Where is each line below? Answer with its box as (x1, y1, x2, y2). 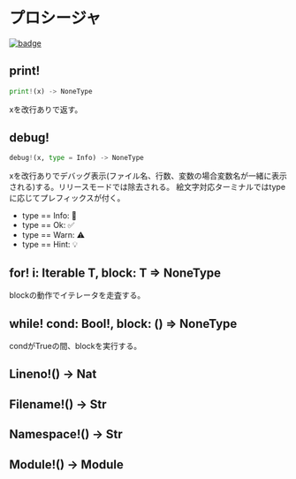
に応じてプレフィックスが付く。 (9, 193, 125, 203)
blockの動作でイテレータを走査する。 (9, 290, 146, 300)
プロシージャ (9, 8, 102, 28)
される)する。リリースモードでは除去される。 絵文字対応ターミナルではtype (9, 182, 285, 193)
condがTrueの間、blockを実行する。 (9, 340, 142, 351)
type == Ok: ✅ (21, 220, 75, 231)
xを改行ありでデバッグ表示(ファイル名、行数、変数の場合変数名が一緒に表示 (9, 171, 287, 181)
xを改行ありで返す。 (9, 103, 83, 115)
